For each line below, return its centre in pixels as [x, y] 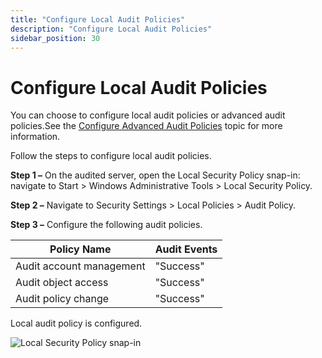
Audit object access [62, 283]
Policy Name [80, 249]
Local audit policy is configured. [76, 323]
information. [35, 137]
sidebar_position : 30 [55, 38]
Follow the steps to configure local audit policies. [111, 156]
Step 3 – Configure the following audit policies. [106, 225]
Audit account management [80, 266]
